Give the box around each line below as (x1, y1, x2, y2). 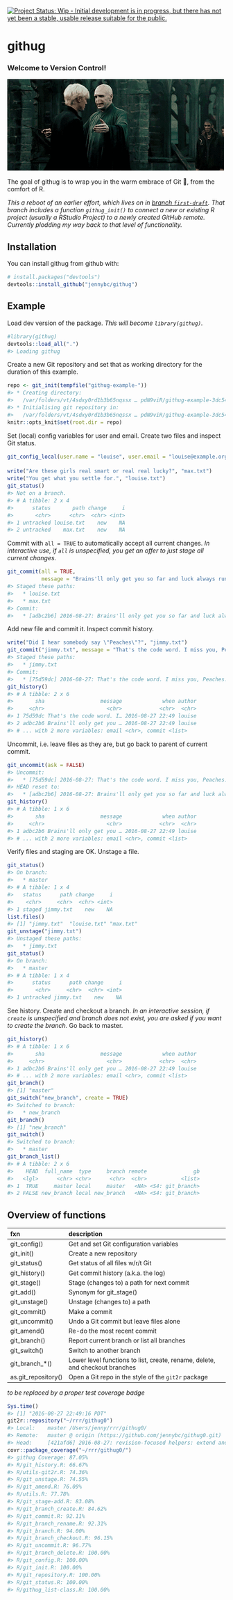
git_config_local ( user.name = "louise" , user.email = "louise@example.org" (7, 453, 231, 460)
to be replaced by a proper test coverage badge (7, 1388, 145, 1397)
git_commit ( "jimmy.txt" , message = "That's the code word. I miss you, (7, 647, 218, 654)
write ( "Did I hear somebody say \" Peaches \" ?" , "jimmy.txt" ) (7, 639, 188, 647)
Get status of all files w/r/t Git (68, 1259, 152, 1267)
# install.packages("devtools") (7, 274, 101, 281)
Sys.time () (7, 1402, 39, 1409)
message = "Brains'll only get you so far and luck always (41, 576, 216, 583)
